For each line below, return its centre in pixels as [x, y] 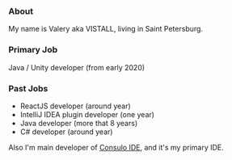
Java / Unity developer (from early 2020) [77, 67]
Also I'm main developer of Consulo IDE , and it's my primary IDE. [116, 147]
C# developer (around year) [66, 132]
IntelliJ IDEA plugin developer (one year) [87, 114]
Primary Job [33, 50]
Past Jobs [28, 88]
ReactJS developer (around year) [75, 106]
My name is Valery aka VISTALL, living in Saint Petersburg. [106, 29]
